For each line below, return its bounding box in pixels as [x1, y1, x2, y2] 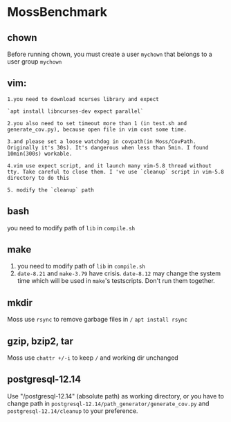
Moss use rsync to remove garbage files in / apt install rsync [7, 315, 188, 324]
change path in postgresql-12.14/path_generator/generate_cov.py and [7, 399, 210, 407]
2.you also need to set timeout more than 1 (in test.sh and [7, 120, 187, 127]
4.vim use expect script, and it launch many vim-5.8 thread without [7, 162, 212, 169]
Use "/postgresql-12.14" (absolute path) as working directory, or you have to [7, 392, 225, 400]
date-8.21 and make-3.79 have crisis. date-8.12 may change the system [17, 269, 221, 277]
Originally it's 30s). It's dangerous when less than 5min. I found [7, 144, 209, 151]
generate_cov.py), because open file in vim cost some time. [7, 126, 187, 133]
